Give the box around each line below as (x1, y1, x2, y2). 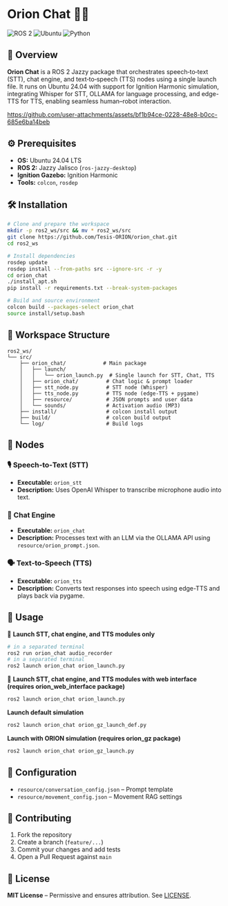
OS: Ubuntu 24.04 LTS (17, 156, 82, 165)
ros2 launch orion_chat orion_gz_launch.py (7, 747, 135, 755)
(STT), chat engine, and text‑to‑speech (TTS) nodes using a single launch (7, 75, 217, 83)
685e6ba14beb (7, 118, 50, 126)
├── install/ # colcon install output (19, 408, 178, 415)
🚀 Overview (7, 49, 58, 61)
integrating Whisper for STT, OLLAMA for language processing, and (7, 89, 200, 98)
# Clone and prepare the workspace (7, 221, 110, 228)
